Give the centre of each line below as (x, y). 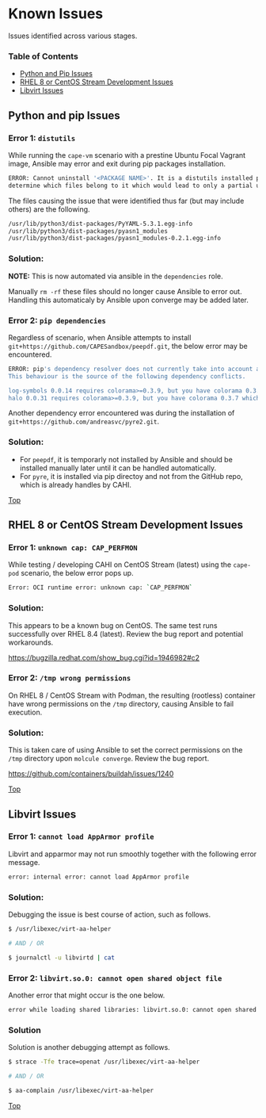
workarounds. (31, 642)
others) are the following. (49, 209)
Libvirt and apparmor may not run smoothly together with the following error (133, 854)
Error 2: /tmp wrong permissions (70, 678)
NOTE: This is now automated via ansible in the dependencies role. (116, 276)
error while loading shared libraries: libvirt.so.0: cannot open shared (133, 1009)
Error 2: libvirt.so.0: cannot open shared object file (115, 978)
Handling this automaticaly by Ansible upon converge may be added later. (129, 300)
